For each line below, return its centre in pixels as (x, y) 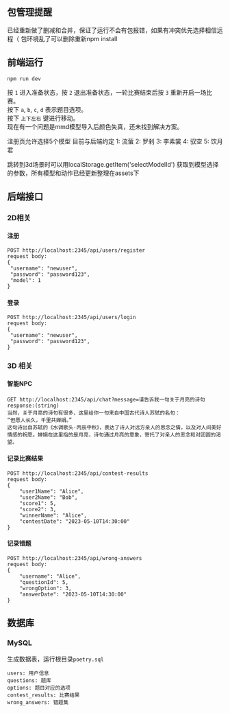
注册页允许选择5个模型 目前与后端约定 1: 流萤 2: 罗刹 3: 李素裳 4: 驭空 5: (108, 141)
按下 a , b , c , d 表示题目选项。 (47, 109)
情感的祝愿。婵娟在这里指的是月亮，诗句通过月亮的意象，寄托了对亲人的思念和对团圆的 (112, 435)
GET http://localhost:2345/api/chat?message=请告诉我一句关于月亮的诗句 (106, 400)
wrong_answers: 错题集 (38, 702)
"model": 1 (25, 281)
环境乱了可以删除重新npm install (72, 38)
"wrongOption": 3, (46, 588)
